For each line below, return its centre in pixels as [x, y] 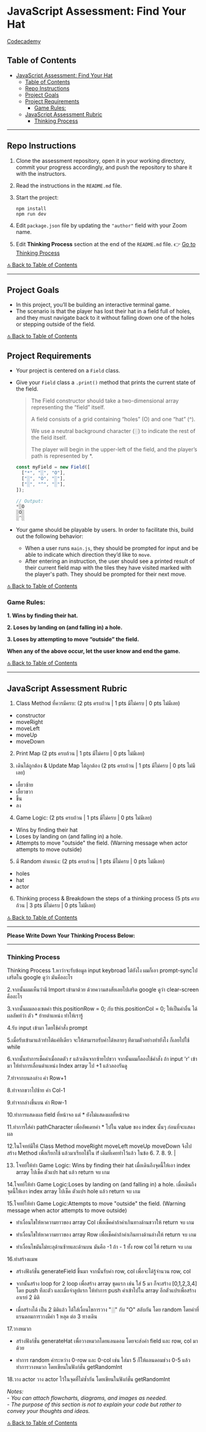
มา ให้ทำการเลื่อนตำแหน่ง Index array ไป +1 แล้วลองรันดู [67, 1066]
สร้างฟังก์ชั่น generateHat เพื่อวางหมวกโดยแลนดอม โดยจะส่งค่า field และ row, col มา [107, 1341]
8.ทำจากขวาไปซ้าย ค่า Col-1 [36, 1090]
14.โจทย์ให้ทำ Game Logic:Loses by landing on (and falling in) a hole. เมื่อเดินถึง [101, 1185]
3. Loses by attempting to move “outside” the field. [73, 639]
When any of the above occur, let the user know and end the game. [94, 651]
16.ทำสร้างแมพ [22, 1259]
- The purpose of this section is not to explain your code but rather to [94, 1404]
